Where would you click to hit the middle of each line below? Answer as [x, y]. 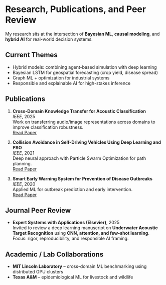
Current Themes [31, 55]
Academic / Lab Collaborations [54, 254]
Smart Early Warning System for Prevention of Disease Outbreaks [82, 178]
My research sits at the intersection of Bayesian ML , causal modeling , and [82, 34]
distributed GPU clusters [38, 272]
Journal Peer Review [38, 210]
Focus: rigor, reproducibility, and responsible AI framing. [70, 239]
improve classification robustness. [48, 127]
